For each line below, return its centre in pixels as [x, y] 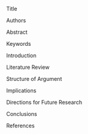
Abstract [17, 32]
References [20, 126]
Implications [21, 91]
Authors [16, 20]
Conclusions [22, 114]
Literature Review [28, 67]
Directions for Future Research [44, 102]
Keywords [19, 44]
